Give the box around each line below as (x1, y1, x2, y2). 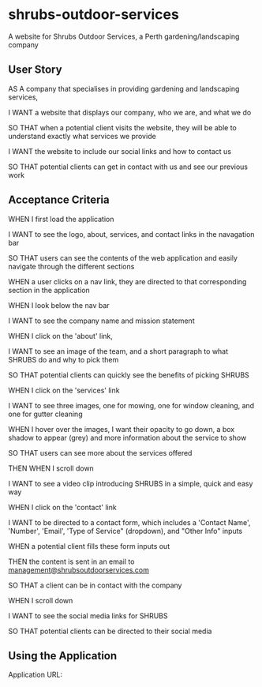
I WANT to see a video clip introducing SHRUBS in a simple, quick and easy (8, 479, 253, 488)
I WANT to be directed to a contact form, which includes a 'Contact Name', (8, 517, 251, 527)
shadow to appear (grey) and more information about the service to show (8, 433, 247, 442)
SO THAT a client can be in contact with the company (8, 580, 182, 590)
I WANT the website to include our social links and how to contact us (8, 146, 231, 156)
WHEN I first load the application (8, 214, 114, 223)
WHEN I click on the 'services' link (8, 385, 120, 395)
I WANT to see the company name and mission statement (8, 316, 195, 325)
